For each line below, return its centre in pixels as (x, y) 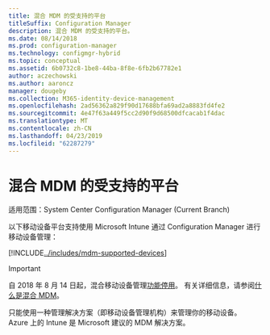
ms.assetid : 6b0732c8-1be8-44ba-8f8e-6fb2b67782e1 (95, 69)
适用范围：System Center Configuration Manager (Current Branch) (119, 210)
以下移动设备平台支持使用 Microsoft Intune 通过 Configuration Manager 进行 (135, 227)
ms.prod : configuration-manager (62, 46)
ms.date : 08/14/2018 (43, 38)
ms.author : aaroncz (41, 83)
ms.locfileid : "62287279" (52, 143)
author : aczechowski (43, 76)
